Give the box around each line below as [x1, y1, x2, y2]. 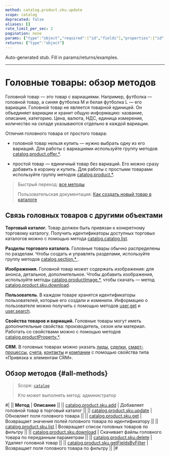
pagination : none [5, 31, 42, 36]
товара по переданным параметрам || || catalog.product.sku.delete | [5, 434, 152, 441]
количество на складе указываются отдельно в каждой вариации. [5, 120, 149, 127]
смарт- [128, 344, 144, 350]
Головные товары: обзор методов [5, 77, 156, 88]
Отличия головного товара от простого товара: [5, 130, 107, 136]
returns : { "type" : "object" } [5, 41, 65, 46]
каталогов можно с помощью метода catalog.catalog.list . [5, 235, 129, 241]
